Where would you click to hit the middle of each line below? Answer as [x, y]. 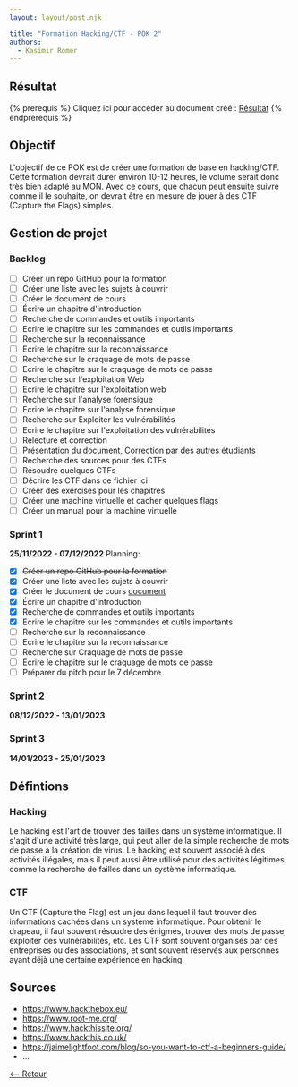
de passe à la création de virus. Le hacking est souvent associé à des [137, 850]
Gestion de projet [59, 234]
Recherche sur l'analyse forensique [88, 400]
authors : [26, 42]
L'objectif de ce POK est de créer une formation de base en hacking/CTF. [145, 167]
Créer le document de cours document [94, 591]
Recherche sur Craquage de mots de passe [102, 652]
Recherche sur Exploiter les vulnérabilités [98, 420]
